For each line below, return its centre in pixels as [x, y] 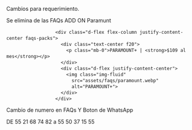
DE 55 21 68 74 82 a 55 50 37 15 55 [51, 122]
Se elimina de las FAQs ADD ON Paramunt [59, 20]
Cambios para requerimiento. [43, 9]
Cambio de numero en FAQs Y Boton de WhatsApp [70, 110]
